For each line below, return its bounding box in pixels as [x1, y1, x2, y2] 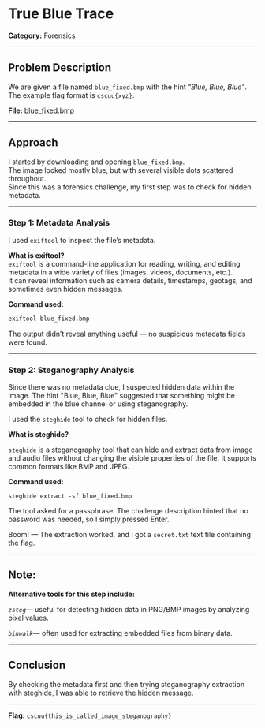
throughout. [8, 174, 47, 183]
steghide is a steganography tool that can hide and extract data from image [8, 445, 253, 454]
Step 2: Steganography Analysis [8, 364, 135, 375]
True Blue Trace [8, 5, 114, 23]
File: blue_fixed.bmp [8, 106, 75, 115]
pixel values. [8, 613, 49, 622]
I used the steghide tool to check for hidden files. [8, 415, 168, 424]
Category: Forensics [8, 31, 76, 40]
